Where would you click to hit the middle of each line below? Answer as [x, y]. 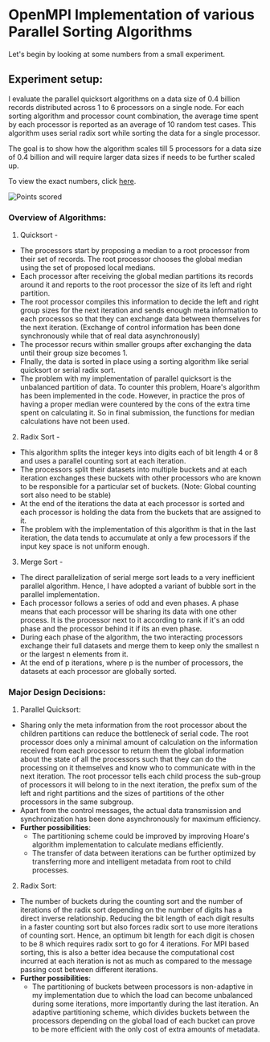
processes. [51, 870]
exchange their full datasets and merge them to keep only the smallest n [139, 646]
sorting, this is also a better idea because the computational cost [127, 953]
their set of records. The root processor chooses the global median [131, 259]
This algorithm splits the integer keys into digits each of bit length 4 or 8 [139, 452]
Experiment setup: [55, 79]
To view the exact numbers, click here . [72, 181]
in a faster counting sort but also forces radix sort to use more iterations [139, 927]
